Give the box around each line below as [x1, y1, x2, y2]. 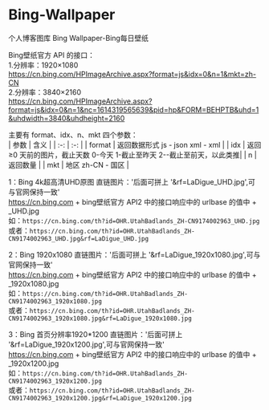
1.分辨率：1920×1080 [8, 60, 79, 70]
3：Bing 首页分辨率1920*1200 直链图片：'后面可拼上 [8, 329, 183, 339]
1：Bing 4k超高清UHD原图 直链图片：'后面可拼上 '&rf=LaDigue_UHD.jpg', [8, 177, 249, 186]
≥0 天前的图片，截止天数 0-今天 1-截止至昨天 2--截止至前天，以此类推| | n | [8, 150, 257, 160]
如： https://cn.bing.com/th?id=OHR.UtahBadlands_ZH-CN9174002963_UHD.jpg [8, 215, 260, 225]
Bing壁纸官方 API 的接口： [8, 50, 95, 59]
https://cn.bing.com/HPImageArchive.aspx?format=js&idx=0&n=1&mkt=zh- [8, 69, 257, 79]
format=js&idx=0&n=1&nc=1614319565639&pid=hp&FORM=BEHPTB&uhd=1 [8, 104, 259, 114]
